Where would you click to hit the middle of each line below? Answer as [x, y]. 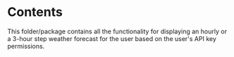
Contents [35, 12]
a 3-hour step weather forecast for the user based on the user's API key [112, 38]
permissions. [26, 46]
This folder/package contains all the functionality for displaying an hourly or [117, 31]
